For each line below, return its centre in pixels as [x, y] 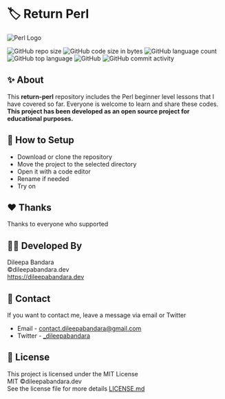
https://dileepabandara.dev [46, 277]
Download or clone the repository [64, 157]
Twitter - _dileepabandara [54, 336]
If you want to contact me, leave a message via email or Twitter [97, 315]
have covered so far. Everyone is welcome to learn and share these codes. [113, 104]
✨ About [25, 80]
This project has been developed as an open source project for [98, 111]
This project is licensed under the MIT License [73, 374]
